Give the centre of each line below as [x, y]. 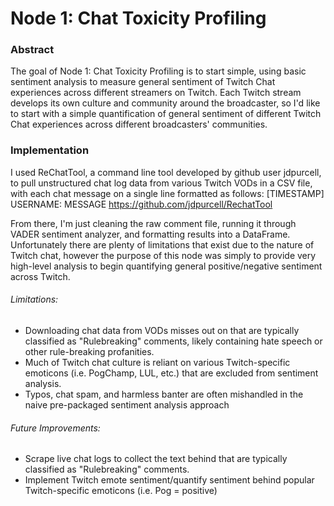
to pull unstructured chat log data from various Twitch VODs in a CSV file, [161, 183]
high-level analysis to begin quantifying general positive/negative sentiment [166, 266]
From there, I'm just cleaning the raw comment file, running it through [153, 223]
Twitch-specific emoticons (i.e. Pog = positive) [121, 491]
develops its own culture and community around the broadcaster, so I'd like [165, 103]
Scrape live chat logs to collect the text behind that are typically [156, 459]
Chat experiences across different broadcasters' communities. [139, 124]
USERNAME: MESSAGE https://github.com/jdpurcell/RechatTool [141, 204]
